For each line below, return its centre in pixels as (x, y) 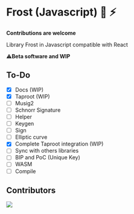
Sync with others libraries (47, 151)
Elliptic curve (31, 137)
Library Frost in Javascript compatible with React (67, 44)
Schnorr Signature (38, 110)
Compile (25, 171)
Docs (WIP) (29, 90)
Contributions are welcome (41, 33)
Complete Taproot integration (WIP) (59, 144)
